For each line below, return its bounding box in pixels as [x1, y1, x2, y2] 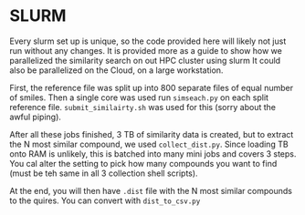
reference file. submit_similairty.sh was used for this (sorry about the [9, 101, 277, 112]
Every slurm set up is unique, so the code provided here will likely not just [9, 36, 287, 46]
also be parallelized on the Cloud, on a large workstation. [9, 65, 224, 76]
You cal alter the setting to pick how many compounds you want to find [9, 158, 278, 169]
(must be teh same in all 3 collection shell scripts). [9, 168, 198, 179]
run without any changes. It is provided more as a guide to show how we [9, 45, 283, 56]
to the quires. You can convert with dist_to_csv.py [9, 195, 201, 206]
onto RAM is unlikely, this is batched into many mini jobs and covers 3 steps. [9, 148, 297, 159]
